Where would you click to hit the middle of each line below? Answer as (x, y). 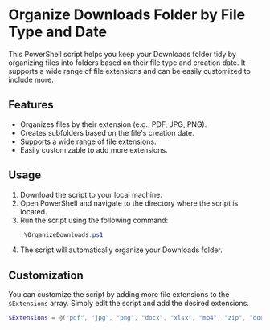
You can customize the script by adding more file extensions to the (119, 295)
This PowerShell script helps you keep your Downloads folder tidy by (123, 54)
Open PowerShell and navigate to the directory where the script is (129, 203)
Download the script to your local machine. (91, 194)
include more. (31, 79)
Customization (46, 275)
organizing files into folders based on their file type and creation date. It (127, 63)
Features (31, 105)
